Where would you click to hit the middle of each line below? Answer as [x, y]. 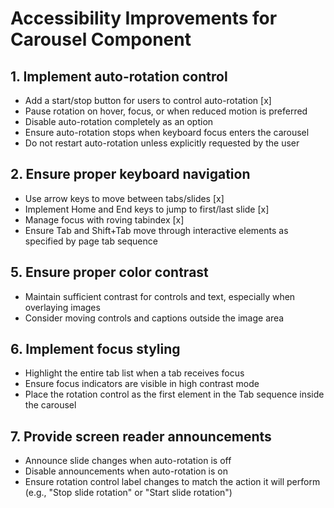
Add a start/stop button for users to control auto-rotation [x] [148, 100]
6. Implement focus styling [95, 349]
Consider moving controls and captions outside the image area [154, 318]
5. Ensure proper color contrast [109, 272]
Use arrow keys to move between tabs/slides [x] [124, 198]
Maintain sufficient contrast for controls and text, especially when [160, 296]
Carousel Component [101, 39]
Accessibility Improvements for [144, 18]
